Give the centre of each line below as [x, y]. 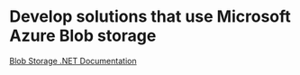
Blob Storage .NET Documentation [73, 61]
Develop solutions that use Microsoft [150, 17]
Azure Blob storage [83, 36]
